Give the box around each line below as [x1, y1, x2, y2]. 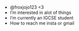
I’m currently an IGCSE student [9, 15, 73, 20]
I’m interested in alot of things [9, 9, 71, 15]
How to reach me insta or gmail [9, 20, 74, 26]
